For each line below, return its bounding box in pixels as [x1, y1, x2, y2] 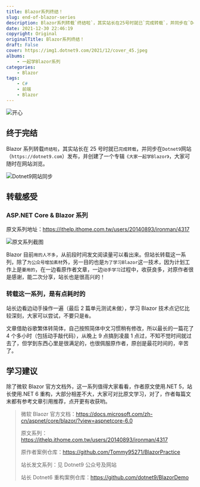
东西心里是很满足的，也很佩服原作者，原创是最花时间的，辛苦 [37, 339, 189, 346]
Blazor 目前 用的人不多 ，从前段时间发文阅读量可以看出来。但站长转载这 [6, 251, 176, 258]
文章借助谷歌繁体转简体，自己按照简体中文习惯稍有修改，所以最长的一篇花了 [6, 324, 194, 331]
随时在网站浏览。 [6, 160, 48, 167]
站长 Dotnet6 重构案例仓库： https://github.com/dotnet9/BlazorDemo [20, 474, 189, 481]
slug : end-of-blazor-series [6, 14, 76, 20]
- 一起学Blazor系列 [17, 58, 61, 64]
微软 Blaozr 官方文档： [20, 411, 76, 418]
